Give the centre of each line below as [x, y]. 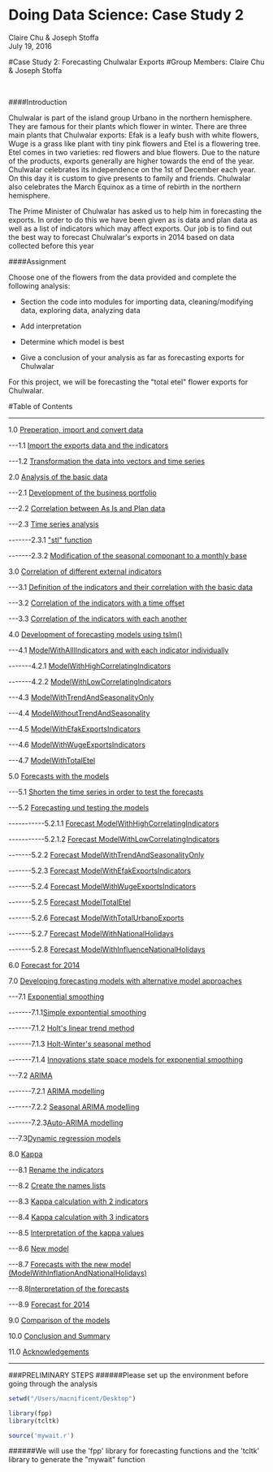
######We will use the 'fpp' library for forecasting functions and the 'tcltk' [134, 1451]
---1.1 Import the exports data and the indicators [89, 445]
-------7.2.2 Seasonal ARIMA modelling [74, 1106]
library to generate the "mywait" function [77, 1460]
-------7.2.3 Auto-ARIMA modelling [66, 1122]
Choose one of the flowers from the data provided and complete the [123, 277]
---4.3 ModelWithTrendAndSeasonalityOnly [81, 697]
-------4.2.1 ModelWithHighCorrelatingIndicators [90, 666]
